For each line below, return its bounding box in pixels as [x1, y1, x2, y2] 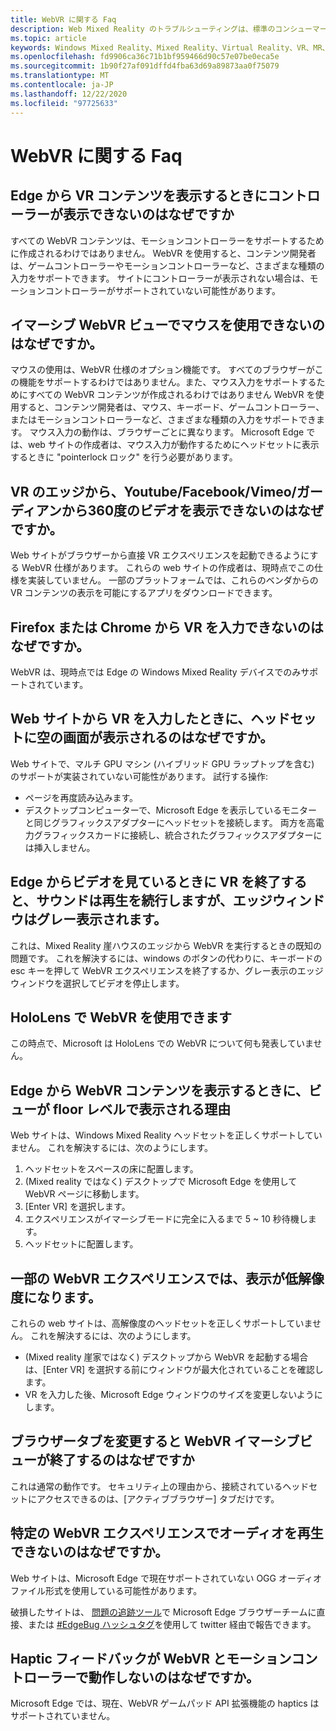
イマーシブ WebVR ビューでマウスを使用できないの [10, 316, 325, 333]
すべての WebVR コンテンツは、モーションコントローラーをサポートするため [10, 234, 325, 246]
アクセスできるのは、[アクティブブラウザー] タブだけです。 [36, 1492, 280, 1505]
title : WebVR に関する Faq [10, 14, 117, 25]
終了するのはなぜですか [49, 1452, 195, 1469]
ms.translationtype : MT [10, 71, 110, 81]
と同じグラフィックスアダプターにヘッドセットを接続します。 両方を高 [24, 816, 316, 828]
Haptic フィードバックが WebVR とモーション [10, 1651, 292, 1668]
